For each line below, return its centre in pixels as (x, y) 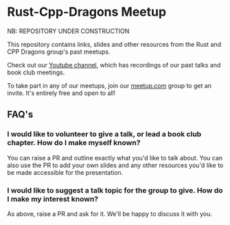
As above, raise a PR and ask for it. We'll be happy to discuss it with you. (110, 213)
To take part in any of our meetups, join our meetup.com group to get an (109, 85)
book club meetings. (36, 72)
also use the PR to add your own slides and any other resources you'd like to (115, 165)
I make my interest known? (53, 199)
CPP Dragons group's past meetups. (59, 52)
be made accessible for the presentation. (65, 172)
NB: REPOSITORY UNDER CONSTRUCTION (68, 31)
